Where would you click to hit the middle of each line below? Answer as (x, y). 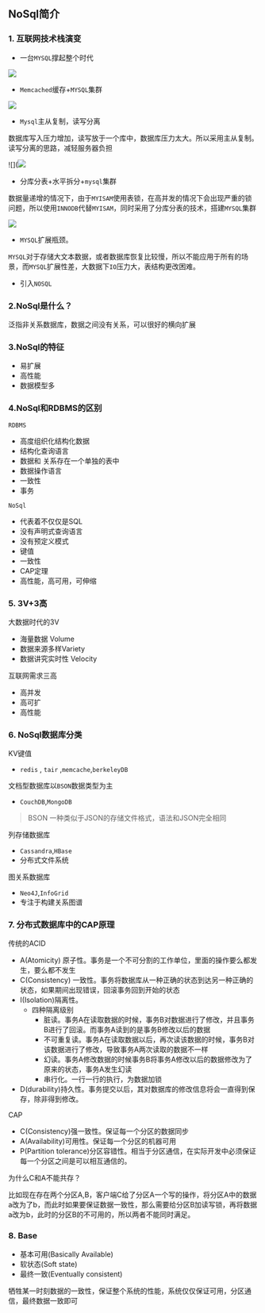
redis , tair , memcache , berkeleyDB (74, 770)
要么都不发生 (55, 970)
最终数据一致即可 (50, 1300)
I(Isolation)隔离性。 (51, 1000)
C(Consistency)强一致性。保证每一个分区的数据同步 (104, 1131)
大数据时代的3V (34, 622)
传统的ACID (27, 943)
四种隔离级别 (52, 1010)
